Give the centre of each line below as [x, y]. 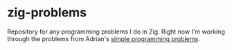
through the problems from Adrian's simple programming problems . [104, 38]
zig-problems [47, 13]
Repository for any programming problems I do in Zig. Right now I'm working [116, 32]
